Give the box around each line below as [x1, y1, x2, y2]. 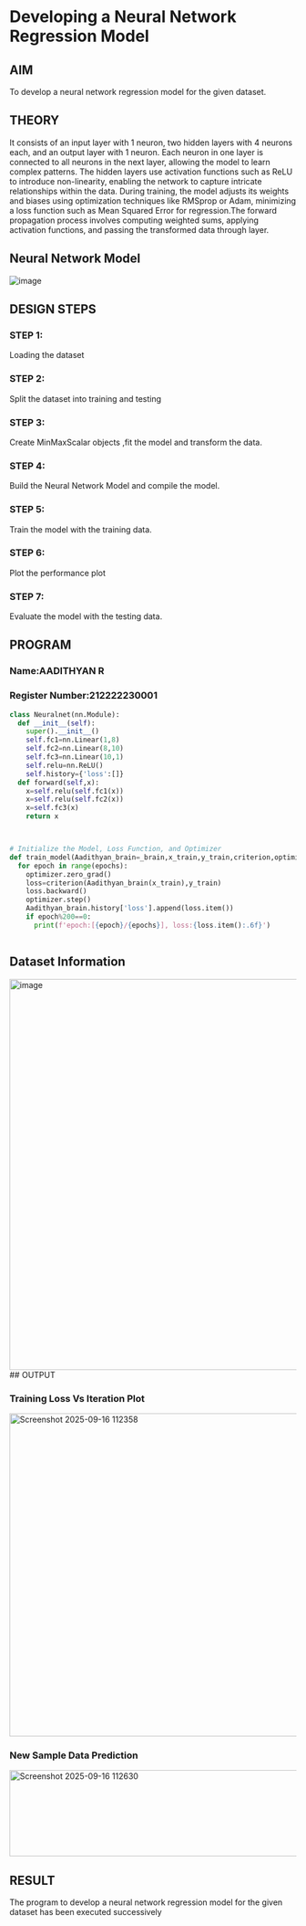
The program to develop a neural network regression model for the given [9, 1897, 283, 1908]
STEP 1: [9, 329, 44, 342]
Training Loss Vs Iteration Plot [9, 1392, 146, 1405]
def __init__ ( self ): [17, 719, 96, 728]
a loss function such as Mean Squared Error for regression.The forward [9, 205, 278, 216]
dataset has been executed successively [9, 1907, 162, 1918]
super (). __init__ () [25, 727, 100, 736]
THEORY [9, 112, 60, 129]
